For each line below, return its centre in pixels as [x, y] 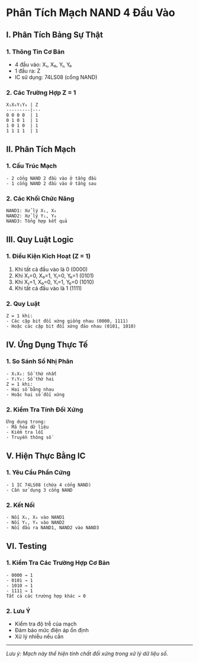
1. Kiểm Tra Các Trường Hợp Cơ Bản [58, 563]
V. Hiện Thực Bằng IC [46, 456]
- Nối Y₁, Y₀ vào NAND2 [36, 523]
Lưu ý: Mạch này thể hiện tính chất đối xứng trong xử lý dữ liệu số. [87, 653]
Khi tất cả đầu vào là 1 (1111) [48, 288]
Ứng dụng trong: [26, 422]
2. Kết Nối [20, 505]
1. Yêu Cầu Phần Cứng [38, 473]
